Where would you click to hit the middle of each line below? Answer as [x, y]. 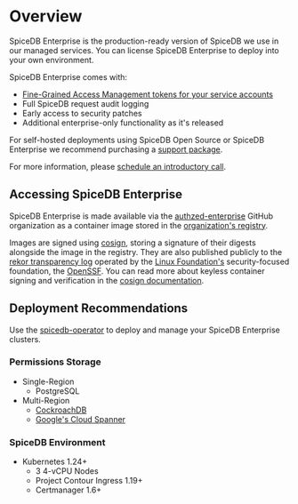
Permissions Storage [55, 362]
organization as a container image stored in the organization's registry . [139, 225]
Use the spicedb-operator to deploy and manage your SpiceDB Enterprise [145, 330]
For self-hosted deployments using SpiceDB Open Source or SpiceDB [137, 140]
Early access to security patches [82, 113]
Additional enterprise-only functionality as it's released [123, 123]
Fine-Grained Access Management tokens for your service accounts [148, 94]
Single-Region [48, 381]
